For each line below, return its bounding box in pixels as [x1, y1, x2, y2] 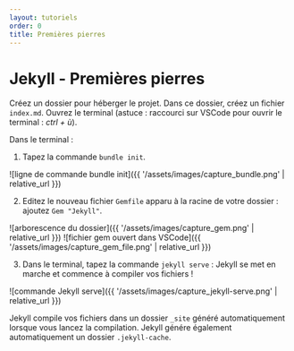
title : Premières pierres [9, 30, 105, 39]
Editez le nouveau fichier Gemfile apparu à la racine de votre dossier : [21, 196, 279, 207]
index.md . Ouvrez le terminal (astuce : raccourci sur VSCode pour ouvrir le [9, 107, 283, 118]
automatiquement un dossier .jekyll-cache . [9, 332, 172, 343]
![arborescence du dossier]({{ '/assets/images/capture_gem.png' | [9, 223, 255, 234]
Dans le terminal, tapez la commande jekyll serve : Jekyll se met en [21, 259, 276, 270]
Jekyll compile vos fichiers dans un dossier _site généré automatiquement [9, 312, 286, 323]
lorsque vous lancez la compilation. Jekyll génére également [9, 322, 232, 333]
